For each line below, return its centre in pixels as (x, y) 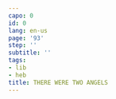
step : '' (23, 46)
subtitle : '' (30, 53)
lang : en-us (28, 30)
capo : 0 (21, 16)
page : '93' (26, 38)
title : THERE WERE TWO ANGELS (58, 82)
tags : (17, 61)
